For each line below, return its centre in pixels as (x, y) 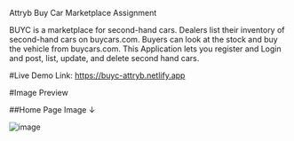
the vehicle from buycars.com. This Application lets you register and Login (145, 49)
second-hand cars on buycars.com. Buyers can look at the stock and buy (143, 39)
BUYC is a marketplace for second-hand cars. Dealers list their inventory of (147, 30)
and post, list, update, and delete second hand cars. (104, 58)
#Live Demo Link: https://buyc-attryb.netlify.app (97, 75)
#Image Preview (39, 93)
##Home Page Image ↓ (52, 110)
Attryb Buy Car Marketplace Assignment (83, 13)
